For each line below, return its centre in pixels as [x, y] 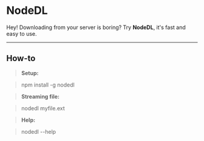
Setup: [30, 73]
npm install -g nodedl [48, 85]
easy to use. [22, 33]
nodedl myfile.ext [43, 108]
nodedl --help [39, 131]
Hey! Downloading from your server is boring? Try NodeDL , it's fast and [96, 27]
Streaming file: [40, 96]
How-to [21, 58]
